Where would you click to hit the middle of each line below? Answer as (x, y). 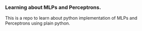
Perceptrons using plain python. (38, 23)
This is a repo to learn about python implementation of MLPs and (71, 18)
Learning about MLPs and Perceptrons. (53, 7)
